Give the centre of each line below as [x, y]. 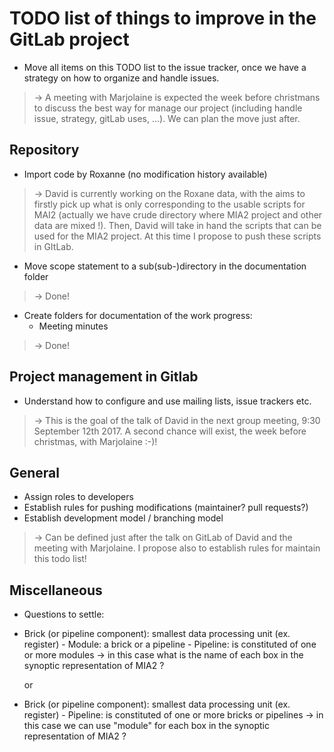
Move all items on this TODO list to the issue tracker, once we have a [165, 67]
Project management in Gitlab [104, 377]
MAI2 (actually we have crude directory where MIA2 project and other [178, 214]
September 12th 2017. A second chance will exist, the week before [170, 431]
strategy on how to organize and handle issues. [121, 78]
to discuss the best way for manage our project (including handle [168, 108]
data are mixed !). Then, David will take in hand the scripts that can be [177, 225]
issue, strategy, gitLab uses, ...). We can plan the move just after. [167, 118]
